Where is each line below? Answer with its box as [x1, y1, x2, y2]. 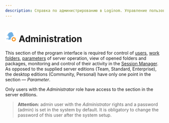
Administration [18, 33, 82, 45]
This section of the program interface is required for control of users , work [5, 50, 160, 56]
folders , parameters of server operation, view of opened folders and [5, 55, 147, 61]
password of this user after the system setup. [17, 112, 112, 118]
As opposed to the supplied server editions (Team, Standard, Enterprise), [5, 66, 157, 72]
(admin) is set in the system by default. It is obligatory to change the [17, 106, 159, 112]
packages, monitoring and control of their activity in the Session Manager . [5, 60, 158, 66]
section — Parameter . [5, 76, 51, 82]
